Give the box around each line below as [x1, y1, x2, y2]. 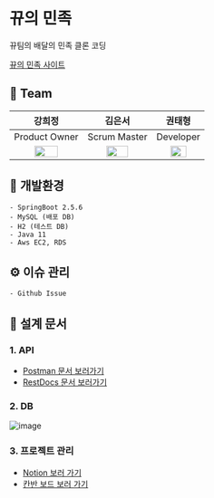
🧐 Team [9, 86, 53, 101]
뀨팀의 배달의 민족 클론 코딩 [9, 40, 107, 51]
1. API [9, 343, 34, 356]
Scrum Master [87, 130, 148, 143]
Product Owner [14, 130, 79, 143]
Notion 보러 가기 [22, 467, 82, 478]
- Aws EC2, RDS [9, 237, 67, 247]
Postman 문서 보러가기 [22, 366, 104, 377]
